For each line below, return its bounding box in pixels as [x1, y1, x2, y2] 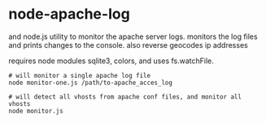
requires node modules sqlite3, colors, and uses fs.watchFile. [8, 56, 214, 66]
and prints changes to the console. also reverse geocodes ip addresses [8, 40, 248, 49]
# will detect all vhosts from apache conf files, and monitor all [8, 92, 242, 101]
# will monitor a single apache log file [8, 71, 151, 79]
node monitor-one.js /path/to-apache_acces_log [8, 78, 173, 87]
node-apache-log [8, 5, 130, 23]
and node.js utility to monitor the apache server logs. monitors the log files [8, 32, 258, 41]
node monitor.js [8, 107, 63, 115]
